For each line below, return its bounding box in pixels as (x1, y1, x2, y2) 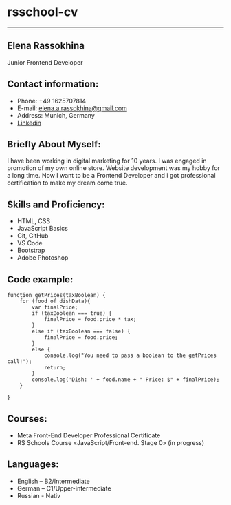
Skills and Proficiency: (7, 198, 105, 210)
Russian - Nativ (16, 491, 60, 499)
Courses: (7, 413, 48, 424)
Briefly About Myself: (7, 138, 101, 150)
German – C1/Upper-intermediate (16, 484, 111, 493)
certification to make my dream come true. (7, 178, 129, 187)
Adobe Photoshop (16, 254, 69, 262)
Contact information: (7, 79, 99, 90)
